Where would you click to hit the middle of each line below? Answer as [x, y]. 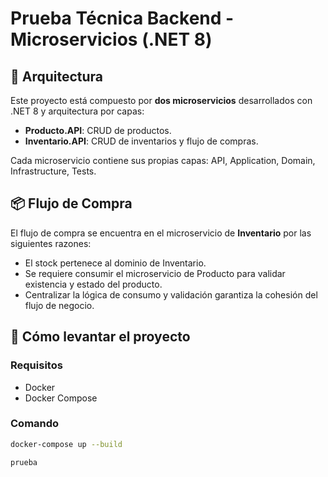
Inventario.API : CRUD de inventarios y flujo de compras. [141, 141]
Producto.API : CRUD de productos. [98, 130]
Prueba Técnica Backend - [122, 18]
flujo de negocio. [59, 305]
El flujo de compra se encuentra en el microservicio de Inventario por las [161, 233]
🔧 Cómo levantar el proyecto [100, 337]
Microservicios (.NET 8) [111, 39]
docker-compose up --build [66, 444]
